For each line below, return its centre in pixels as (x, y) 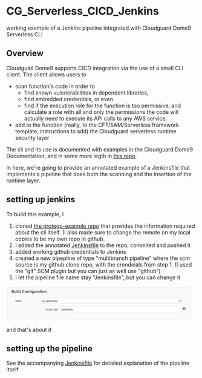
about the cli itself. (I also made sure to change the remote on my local (103, 232)
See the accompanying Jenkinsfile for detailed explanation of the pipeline (98, 363)
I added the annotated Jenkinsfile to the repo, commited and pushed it (103, 245)
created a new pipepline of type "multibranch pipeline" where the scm (103, 258)
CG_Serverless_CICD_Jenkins (83, 11)
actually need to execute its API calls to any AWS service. (96, 118)
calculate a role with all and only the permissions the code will (101, 112)
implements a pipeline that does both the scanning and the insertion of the (99, 174)
